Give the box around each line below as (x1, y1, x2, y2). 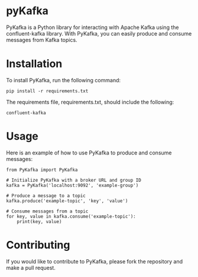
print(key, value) (17, 218, 62, 224)
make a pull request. (6, 264, 56, 271)
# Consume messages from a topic (6, 208, 89, 214)
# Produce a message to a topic (6, 192, 86, 199)
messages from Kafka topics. (6, 36, 78, 43)
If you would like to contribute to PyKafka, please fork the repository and (6, 257, 183, 265)
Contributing (6, 239, 70, 252)
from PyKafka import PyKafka (6, 167, 78, 173)
